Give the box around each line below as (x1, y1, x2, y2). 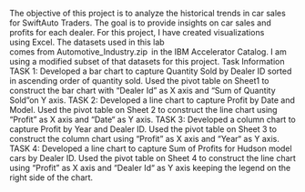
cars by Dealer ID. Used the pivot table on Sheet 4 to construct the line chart (9, 153, 296, 163)
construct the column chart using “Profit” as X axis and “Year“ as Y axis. (9, 134, 280, 144)
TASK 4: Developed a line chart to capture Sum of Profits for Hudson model (9, 143, 293, 154)
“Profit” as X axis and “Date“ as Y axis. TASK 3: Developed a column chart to (9, 114, 296, 125)
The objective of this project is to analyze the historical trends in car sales (9, 8, 287, 18)
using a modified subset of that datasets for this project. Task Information (9, 56, 285, 66)
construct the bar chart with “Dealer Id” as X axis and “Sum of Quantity (9, 86, 276, 96)
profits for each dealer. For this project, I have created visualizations (9, 27, 265, 37)
